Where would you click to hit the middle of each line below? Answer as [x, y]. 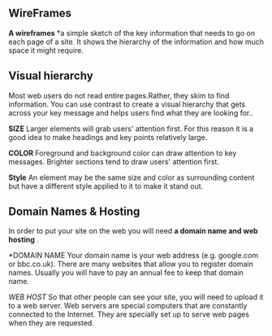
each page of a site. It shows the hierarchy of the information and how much [136, 41]
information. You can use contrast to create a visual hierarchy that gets [127, 104]
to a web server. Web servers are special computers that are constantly [128, 306]
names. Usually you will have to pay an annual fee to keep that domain [126, 273]
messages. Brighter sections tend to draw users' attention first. [114, 161]
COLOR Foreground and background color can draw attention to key [123, 153]
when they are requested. [52, 323]
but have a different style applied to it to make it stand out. [106, 185]
